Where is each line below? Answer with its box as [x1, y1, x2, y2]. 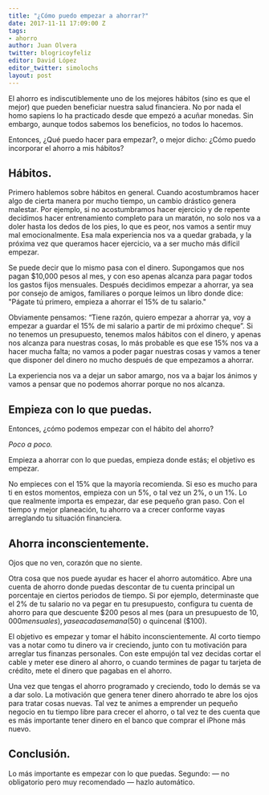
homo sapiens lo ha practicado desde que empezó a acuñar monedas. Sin [8, 110, 254, 120]
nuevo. [8, 724, 31, 734]
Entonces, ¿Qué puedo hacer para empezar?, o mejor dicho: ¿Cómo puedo [8, 134, 256, 145]
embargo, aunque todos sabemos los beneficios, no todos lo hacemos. [8, 119, 243, 128]
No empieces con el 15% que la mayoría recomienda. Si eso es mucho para [8, 479, 258, 489]
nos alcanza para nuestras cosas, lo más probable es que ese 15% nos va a [8, 338, 259, 348]
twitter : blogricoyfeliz [8, 49, 92, 57]
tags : [8, 26, 26, 35]
